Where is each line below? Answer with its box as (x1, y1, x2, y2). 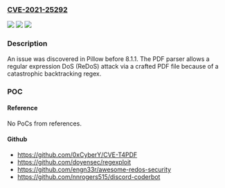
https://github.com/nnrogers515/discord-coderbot (17, 172, 161, 181)
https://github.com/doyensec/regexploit (17, 157, 132, 166)
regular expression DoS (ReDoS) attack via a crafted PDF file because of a (7, 62, 219, 70)
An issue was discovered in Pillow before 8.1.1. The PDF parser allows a (7, 54, 210, 63)
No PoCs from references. (7, 119, 82, 128)
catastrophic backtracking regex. (7, 69, 102, 78)
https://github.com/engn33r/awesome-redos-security (17, 165, 172, 173)
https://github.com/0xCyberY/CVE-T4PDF (17, 151, 138, 159)
